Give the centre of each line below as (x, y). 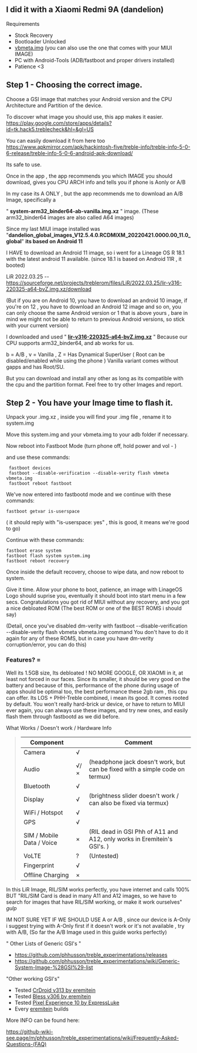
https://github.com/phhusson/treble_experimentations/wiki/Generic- (97, 961)
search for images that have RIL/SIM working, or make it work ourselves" (94, 902)
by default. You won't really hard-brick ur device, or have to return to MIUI (96, 704)
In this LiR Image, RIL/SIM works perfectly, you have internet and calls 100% (98, 889)
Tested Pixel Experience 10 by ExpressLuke (67, 1002)
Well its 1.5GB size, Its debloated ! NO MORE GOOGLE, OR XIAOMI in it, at (95, 673)
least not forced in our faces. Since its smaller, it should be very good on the (98, 679)
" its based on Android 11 (52, 241)
